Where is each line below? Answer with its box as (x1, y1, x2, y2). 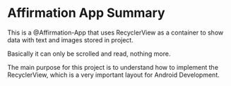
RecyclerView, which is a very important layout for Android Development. (7, 70, 220, 79)
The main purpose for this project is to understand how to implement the (7, 63, 219, 71)
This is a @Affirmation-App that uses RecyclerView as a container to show (7, 28, 224, 37)
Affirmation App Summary (7, 5, 165, 21)
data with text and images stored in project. (7, 35, 134, 44)
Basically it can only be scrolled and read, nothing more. (7, 49, 171, 58)
